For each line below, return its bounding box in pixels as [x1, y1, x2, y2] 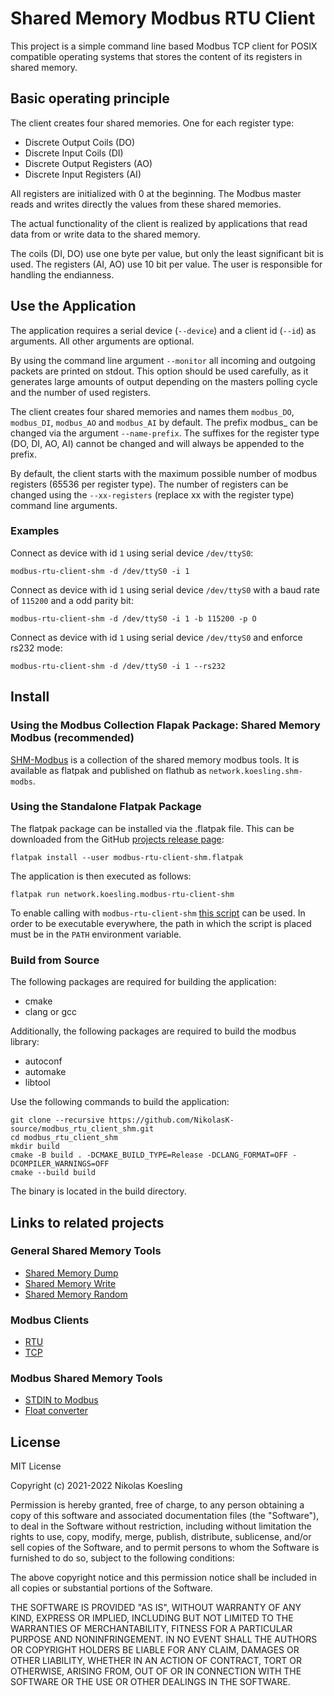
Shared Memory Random [24, 1288, 128, 1300]
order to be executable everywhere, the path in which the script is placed [10, 917, 312, 929]
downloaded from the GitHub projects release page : [10, 833, 225, 845]
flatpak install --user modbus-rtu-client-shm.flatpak [10, 852, 244, 862]
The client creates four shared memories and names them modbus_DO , [10, 405, 295, 417]
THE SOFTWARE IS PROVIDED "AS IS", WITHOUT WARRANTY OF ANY [10, 1602, 302, 1614]
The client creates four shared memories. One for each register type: [10, 117, 295, 129]
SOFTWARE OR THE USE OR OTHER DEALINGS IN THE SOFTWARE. [10, 1676, 291, 1688]
